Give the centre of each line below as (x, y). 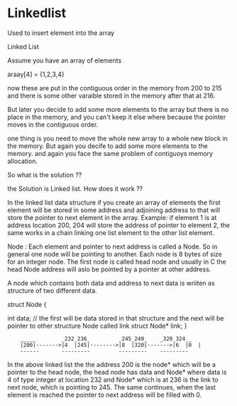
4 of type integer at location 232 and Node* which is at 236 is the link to (113, 380)
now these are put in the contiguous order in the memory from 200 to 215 (115, 88)
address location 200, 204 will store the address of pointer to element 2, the (119, 225)
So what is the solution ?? (45, 175)
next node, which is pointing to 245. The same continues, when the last (112, 387)
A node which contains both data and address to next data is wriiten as (111, 283)
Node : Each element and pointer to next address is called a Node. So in (112, 246)
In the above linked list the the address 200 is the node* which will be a (112, 364)
